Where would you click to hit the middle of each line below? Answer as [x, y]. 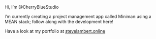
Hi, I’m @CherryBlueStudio [32, 7]
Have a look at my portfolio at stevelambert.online [55, 31]
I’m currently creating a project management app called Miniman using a [78, 16]
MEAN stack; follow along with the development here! [59, 22]
